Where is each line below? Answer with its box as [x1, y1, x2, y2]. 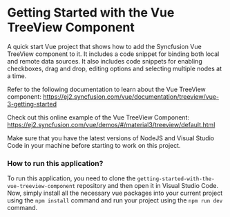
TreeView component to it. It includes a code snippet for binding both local [7, 50, 220, 58]
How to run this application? [7, 158, 104, 168]
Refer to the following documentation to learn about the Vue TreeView [7, 85, 206, 93]
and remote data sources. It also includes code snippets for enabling [7, 57, 202, 65]
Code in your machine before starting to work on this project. [7, 141, 181, 149]
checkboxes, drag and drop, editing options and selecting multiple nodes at [7, 64, 222, 73]
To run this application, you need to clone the [7, 174, 136, 182]
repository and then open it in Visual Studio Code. [77, 182, 219, 190]
